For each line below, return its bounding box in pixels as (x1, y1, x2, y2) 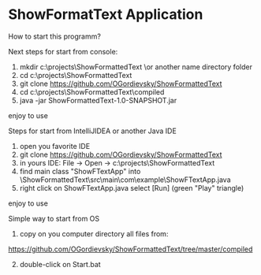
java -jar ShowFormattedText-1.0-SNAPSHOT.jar (19, 95, 177, 105)
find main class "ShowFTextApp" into (19, 166, 141, 176)
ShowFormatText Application (8, 6, 203, 24)
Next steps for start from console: (8, 46, 118, 56)
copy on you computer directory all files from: (19, 229, 169, 238)
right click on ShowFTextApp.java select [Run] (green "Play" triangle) (19, 183, 244, 192)
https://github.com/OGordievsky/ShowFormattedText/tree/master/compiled (8, 244, 253, 254)
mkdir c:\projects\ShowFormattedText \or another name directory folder (19, 61, 252, 72)
